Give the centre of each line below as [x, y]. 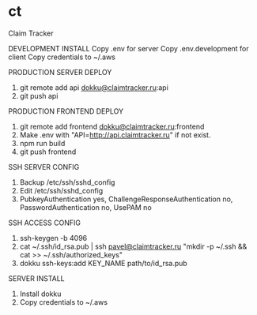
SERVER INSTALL [36, 278]
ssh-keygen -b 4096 [53, 238]
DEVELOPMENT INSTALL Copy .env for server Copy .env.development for [128, 48]
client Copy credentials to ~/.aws [62, 57]
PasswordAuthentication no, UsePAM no [85, 207]
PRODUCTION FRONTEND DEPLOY [66, 111]
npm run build [42, 143]
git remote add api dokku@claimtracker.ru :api [94, 87]
